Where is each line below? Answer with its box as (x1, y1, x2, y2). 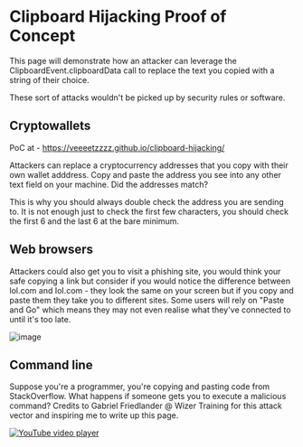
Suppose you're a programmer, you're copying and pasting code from (9, 381, 270, 392)
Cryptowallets (9, 118, 91, 134)
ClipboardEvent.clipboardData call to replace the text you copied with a (9, 65, 275, 76)
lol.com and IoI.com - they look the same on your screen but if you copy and (9, 284, 294, 295)
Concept (9, 25, 76, 46)
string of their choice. (9, 74, 90, 85)
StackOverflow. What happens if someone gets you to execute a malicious (9, 391, 287, 402)
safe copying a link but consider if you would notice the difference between (9, 275, 291, 286)
